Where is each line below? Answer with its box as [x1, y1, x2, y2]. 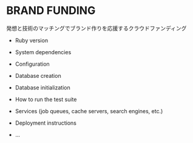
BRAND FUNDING [6, 4, 96, 18]
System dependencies [15, 48, 72, 55]
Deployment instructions [15, 119, 77, 127]
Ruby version [15, 37, 49, 44]
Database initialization [15, 83, 71, 91]
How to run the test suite [15, 96, 77, 103]
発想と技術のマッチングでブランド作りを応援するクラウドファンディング [6, 24, 187, 32]
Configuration [15, 60, 50, 68]
